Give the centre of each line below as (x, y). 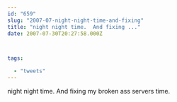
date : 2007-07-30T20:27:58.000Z (55, 33)
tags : (15, 58)
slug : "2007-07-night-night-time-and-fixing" (75, 20)
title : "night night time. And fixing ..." (74, 27)
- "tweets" (30, 71)
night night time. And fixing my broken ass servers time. (89, 91)
